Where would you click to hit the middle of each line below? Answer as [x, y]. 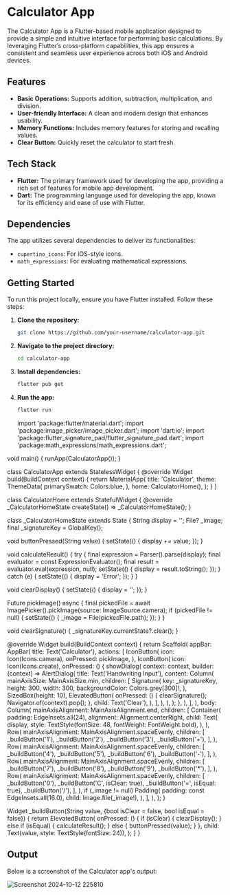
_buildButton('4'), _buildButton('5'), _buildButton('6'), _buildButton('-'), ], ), [112, 753]
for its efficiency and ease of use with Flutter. [81, 202]
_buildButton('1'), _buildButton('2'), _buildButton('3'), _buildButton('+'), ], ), [112, 739]
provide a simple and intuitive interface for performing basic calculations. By [115, 38]
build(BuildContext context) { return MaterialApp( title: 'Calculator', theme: [112, 479]
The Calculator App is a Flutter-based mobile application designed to [104, 31]
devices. [19, 60]
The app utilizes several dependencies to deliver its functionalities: [101, 241]
